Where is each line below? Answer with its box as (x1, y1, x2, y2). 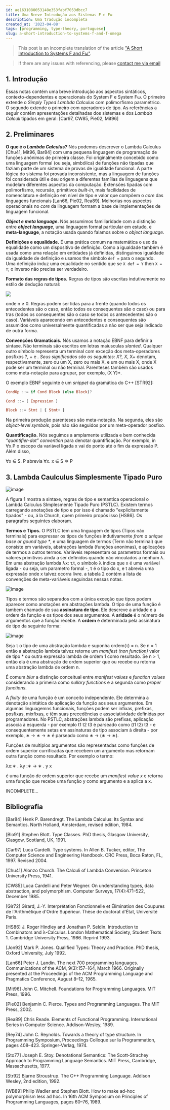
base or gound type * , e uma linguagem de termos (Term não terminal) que (6, 538, 163, 545)
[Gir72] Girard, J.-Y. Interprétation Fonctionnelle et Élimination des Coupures (6, 903, 165, 909)
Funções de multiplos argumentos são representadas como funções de (6, 742, 155, 748)
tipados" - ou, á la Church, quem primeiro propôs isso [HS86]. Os (6, 513, 143, 519)
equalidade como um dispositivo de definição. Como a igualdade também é (6, 244, 163, 250)
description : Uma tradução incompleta (6, 17, 88, 22)
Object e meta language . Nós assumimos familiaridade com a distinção (6, 218, 156, 224)
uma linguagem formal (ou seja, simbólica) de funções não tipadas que (6, 160, 154, 166)
